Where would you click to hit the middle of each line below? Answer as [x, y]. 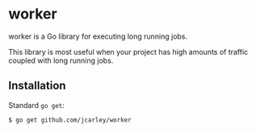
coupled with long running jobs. [61, 60]
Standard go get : [36, 105]
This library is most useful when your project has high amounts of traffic [128, 52]
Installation [37, 86]
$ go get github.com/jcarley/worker [70, 120]
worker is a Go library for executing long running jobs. [98, 36]
